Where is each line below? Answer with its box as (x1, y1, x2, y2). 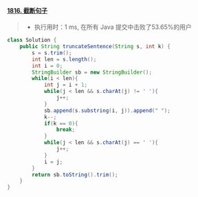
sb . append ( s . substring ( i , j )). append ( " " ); (43, 107, 170, 114)
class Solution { (7, 37, 57, 44)
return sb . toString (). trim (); (32, 171, 118, 178)
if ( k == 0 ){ (43, 120, 78, 127)
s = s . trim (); (32, 49, 72, 56)
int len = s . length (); (32, 56, 97, 63)
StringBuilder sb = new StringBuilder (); (32, 69, 153, 76)
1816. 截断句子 (7, 6, 48, 14)
